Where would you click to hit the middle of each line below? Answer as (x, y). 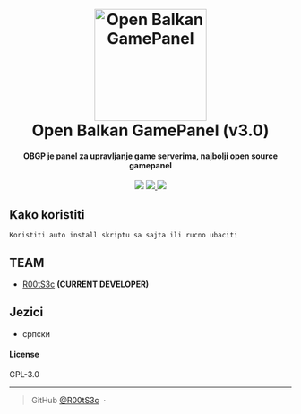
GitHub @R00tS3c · (68, 401)
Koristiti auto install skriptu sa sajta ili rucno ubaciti (124, 236)
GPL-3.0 (25, 375)
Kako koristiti (47, 215)
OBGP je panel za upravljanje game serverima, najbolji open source (150, 156)
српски (36, 333)
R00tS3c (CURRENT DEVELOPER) (86, 284)
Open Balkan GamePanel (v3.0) (150, 130)
